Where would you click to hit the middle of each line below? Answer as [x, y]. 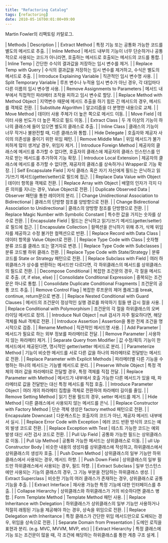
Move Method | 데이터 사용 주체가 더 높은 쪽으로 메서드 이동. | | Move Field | [81, 114]
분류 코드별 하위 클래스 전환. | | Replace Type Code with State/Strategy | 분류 [83, 252]
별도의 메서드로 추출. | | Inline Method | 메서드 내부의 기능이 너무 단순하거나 [79, 51]
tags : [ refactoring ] [27, 15]
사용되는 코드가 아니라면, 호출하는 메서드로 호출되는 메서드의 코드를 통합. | [91, 57]
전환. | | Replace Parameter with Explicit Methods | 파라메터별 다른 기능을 [84, 359]
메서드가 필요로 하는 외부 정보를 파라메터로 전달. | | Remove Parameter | [76, 334]
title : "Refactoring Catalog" [37, 10]
